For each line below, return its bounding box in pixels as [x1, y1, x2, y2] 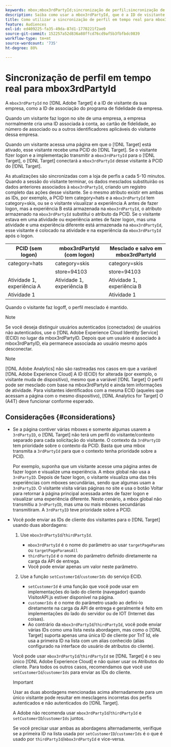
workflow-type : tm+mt [5, 36, 51, 41]
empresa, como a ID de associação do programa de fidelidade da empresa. [5, 105, 163, 111]
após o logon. [5, 232, 34, 239]
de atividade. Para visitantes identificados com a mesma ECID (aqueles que [5, 387, 164, 393]
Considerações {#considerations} [5, 412, 116, 422]
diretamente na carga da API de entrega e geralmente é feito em [27, 605, 163, 611]
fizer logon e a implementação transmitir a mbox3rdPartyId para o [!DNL [5, 152, 155, 158]
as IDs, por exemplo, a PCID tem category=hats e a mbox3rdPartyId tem [5, 195, 155, 201]
